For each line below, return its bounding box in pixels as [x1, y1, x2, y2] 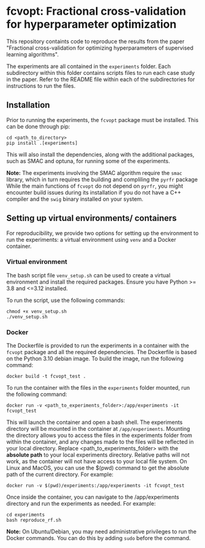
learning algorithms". [6, 50, 59, 58]
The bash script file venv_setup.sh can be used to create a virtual [6, 271, 171, 279]
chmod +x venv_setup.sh [6, 308, 67, 314]
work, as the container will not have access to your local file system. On [6, 458, 188, 465]
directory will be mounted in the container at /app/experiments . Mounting [6, 425, 190, 433]
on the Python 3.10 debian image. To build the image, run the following [6, 355, 184, 363]
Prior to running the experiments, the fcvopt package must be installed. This [6, 116, 199, 123]
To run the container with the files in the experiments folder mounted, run [6, 384, 190, 392]
